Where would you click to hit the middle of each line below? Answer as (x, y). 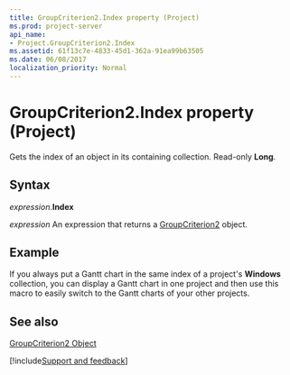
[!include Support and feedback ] (69, 361)
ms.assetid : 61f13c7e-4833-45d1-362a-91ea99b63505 (107, 51)
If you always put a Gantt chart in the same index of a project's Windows (145, 274)
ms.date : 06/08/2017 (48, 59)
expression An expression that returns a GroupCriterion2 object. (129, 224)
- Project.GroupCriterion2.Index (72, 43)
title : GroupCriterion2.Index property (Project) (105, 18)
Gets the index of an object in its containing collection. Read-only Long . (143, 156)
